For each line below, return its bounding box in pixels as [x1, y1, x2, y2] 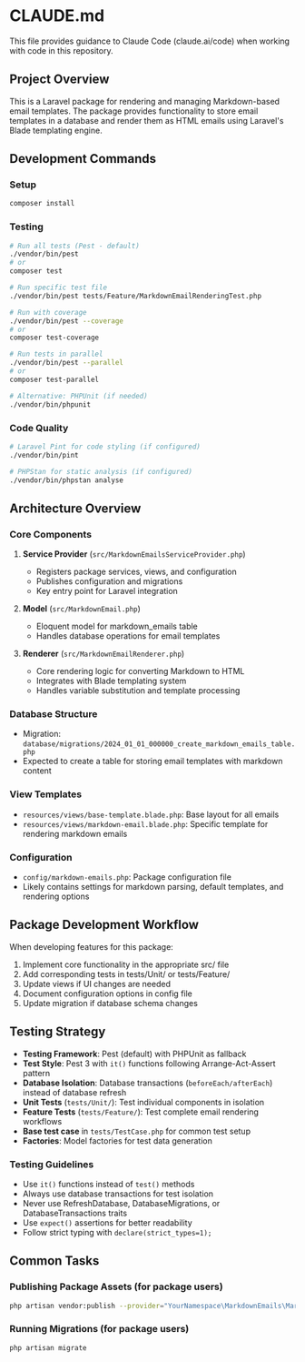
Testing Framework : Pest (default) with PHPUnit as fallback [22, 1048, 247, 1059]
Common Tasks [9, 1253, 100, 1269]
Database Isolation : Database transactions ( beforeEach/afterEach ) [22, 1077, 273, 1088]
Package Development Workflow [9, 917, 200, 933]
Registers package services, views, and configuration [35, 566, 238, 578]
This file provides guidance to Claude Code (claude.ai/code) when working [9, 35, 290, 46]
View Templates [9, 788, 83, 801]
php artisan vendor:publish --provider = [9, 1301, 165, 1310]
